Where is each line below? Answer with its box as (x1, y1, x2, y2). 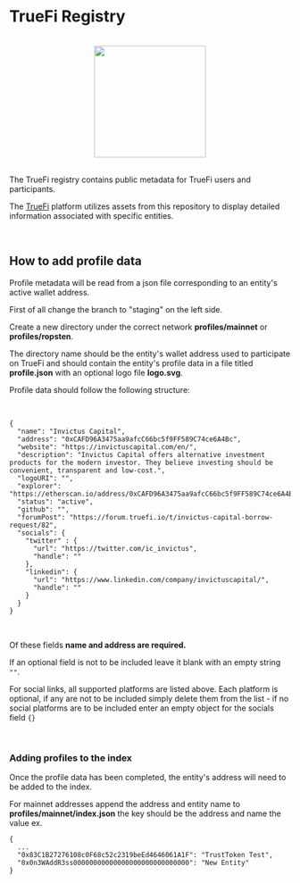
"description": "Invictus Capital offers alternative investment (17, 450, 266, 459)
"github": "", (17, 504, 70, 514)
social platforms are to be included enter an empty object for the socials (9, 703, 274, 713)
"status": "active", (17, 497, 94, 506)
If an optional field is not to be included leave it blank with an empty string (9, 656, 281, 667)
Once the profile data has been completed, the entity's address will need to (9, 772, 287, 783)
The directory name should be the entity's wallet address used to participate (9, 348, 291, 359)
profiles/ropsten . (9, 330, 74, 341)
